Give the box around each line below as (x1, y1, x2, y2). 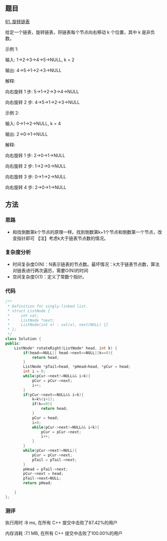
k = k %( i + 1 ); (31, 397, 55, 402)
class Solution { (5, 336, 41, 341)
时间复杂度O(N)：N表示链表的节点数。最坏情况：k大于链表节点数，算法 (12, 261, 160, 267)
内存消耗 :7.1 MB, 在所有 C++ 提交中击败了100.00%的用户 (5, 530, 123, 536)
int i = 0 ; (23, 369, 46, 374)
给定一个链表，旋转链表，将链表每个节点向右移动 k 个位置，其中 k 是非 (5, 29, 151, 35)
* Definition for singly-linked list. (7, 304, 88, 309)
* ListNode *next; (7, 318, 55, 323)
